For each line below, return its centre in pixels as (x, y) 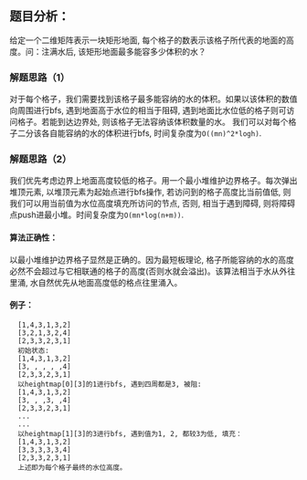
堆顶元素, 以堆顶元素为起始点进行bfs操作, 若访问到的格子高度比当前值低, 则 (150, 192)
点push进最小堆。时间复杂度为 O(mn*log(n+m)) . (97, 215)
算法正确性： (33, 237)
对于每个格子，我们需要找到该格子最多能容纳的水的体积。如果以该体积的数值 (153, 99)
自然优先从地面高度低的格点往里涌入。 (110, 282)
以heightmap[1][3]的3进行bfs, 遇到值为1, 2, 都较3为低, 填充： (130, 433)
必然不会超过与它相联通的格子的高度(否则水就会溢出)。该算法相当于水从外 (148, 271)
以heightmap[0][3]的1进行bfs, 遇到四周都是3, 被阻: (110, 384)
